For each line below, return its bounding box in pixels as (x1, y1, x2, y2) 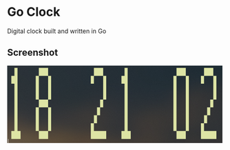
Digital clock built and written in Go (7, 27, 107, 35)
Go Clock (7, 4, 61, 20)
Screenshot (7, 47, 59, 58)
